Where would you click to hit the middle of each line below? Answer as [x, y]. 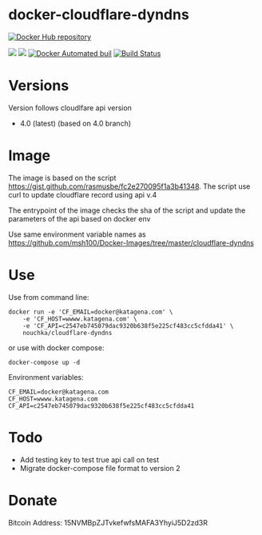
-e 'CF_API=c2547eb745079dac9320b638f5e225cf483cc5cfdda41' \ [128, 325]
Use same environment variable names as [77, 234]
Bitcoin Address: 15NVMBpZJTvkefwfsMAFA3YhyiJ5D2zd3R [108, 522]
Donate [33, 500]
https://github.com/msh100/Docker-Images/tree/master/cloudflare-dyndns [131, 242]
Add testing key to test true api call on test [89, 459]
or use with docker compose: [56, 347]
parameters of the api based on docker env [79, 218]
